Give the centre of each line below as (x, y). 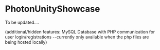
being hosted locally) (26, 42)
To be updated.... (22, 22)
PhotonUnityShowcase (53, 9)
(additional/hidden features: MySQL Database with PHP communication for (80, 32)
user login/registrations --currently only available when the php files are (77, 37)
